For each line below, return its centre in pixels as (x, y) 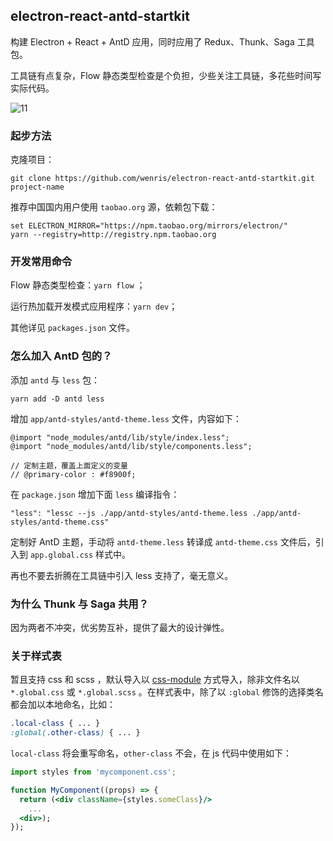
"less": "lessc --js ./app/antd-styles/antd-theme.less (129, 513)
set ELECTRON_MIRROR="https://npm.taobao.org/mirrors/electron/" (149, 226)
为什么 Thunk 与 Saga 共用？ (80, 604)
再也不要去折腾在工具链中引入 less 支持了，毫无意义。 (122, 575)
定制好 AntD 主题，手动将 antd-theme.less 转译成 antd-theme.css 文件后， (163, 541)
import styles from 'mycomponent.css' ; (93, 772)
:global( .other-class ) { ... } (75, 733)
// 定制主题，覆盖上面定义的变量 (69, 465)
